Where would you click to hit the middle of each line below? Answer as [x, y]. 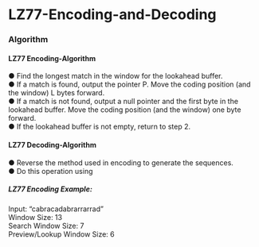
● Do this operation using [51, 171]
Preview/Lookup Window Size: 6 [61, 234]
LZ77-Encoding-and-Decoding [112, 15]
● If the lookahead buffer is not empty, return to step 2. [100, 127]
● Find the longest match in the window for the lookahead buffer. [116, 76]
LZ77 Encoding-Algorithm [52, 58]
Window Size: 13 [35, 218]
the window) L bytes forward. [57, 93]
